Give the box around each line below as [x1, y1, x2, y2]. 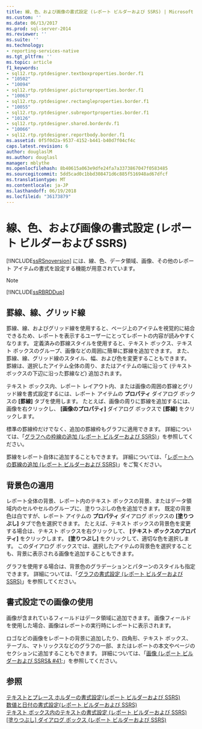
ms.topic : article [6, 59, 52, 65]
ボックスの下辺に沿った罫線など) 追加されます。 [6, 370, 125, 377]
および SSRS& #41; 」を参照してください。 [16, 657, 121, 664]
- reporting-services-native [6, 48, 79, 54]
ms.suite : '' [6, 37, 39, 43]
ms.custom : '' [6, 14, 42, 20]
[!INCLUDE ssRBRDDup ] [6, 288, 65, 296]
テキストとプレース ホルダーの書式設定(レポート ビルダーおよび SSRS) [6, 693, 180, 701]
